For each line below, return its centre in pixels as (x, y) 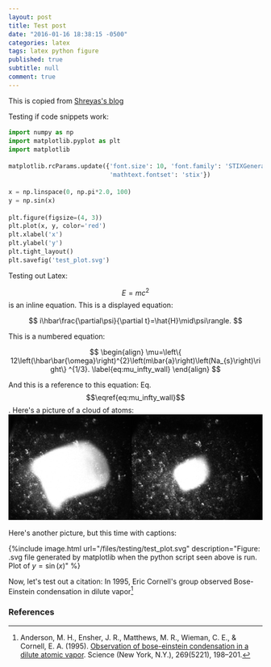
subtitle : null (34, 69)
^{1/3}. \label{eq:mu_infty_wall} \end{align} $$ (144, 369)
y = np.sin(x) (32, 201)
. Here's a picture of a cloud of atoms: (71, 410)
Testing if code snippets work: (58, 116)
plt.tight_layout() (41, 251)
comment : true (32, 77)
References (31, 612)
